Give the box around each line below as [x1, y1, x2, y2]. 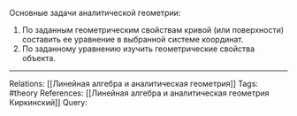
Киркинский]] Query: [9, 97, 88, 107]
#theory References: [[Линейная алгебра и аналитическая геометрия [9, 88, 270, 98]
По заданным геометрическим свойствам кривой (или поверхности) [21, 25, 285, 35]
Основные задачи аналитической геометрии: [9, 8, 181, 18]
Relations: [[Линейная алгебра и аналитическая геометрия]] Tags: [9, 79, 259, 89]
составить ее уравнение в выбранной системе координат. [21, 35, 244, 44]
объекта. [21, 53, 56, 63]
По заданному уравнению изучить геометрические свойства [21, 43, 255, 54]
